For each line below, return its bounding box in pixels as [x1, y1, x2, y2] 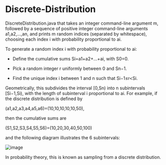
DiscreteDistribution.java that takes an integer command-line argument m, [5, 20, 158, 26]
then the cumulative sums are [5, 115, 67, 121]
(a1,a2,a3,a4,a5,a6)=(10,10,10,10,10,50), [5, 105, 85, 111]
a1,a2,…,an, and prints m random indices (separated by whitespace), [5, 31, 147, 37]
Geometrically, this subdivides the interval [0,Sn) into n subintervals [5, 85, 145, 91]
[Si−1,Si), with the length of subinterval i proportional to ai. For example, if [5, 90, 157, 96]
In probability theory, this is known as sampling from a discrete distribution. [5, 154, 161, 160]
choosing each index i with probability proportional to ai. [5, 36, 122, 42]
